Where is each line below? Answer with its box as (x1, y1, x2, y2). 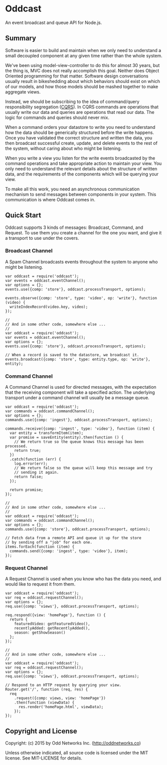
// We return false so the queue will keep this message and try (14, 466, 153, 471)
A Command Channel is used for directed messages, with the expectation (5, 384, 157, 390)
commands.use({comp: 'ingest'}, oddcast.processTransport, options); (5, 418, 153, 423)
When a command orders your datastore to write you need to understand (5, 124, 156, 130)
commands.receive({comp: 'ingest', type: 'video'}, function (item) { (5, 426, 155, 431)
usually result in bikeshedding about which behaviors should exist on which (5, 78, 161, 84)
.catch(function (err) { (9, 457, 61, 462)
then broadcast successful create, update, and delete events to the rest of (5, 140, 158, 146)
